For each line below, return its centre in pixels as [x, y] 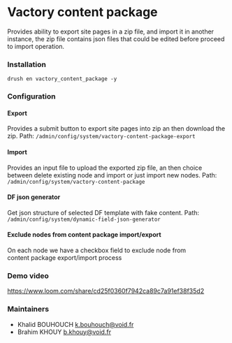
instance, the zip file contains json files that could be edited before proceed [116, 38]
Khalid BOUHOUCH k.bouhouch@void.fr [75, 324]
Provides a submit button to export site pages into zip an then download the [116, 129]
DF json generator [34, 197]
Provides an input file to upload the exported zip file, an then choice [105, 168]
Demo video [28, 275]
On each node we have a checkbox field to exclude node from [97, 250]
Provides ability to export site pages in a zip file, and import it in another [111, 31]
